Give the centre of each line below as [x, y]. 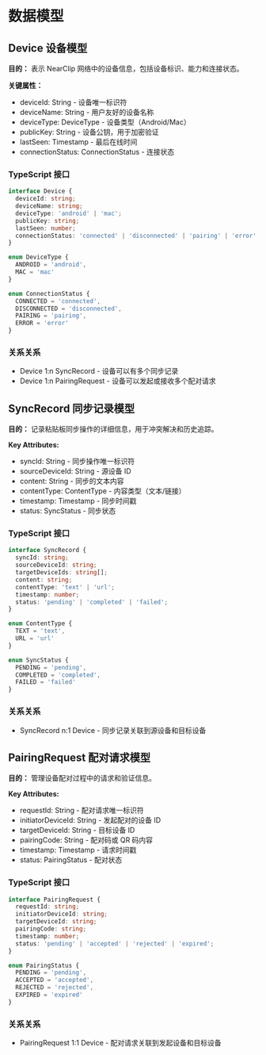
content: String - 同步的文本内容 [72, 481]
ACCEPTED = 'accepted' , [54, 980]
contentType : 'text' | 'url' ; [65, 587]
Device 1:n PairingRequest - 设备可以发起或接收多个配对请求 [118, 381]
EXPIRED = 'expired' [49, 995]
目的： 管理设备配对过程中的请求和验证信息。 [82, 778]
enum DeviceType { [38, 257]
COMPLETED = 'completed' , [58, 675]
